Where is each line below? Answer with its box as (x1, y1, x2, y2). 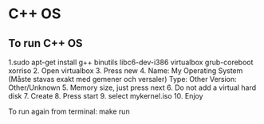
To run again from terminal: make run (8, 107, 130, 116)
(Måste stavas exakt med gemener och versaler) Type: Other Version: (8, 75, 237, 83)
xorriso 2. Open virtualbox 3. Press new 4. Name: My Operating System (8, 66, 243, 76)
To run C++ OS (8, 37, 83, 50)
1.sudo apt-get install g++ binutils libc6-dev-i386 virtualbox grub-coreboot (8, 57, 254, 67)
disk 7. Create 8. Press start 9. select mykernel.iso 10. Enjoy (8, 91, 203, 100)
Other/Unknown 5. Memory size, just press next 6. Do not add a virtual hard (8, 83, 257, 92)
